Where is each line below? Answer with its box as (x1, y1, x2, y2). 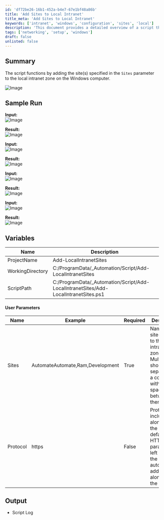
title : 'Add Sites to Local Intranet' (5, 12, 84, 17)
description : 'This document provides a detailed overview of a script (5, 25, 154, 30)
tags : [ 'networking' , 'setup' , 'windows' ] (5, 30, 93, 35)
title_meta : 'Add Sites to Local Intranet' (5, 16, 95, 21)
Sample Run (5, 99, 42, 107)
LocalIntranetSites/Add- (53, 285, 109, 292)
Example (65, 317, 86, 324)
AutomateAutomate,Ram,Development (31, 362, 120, 369)
